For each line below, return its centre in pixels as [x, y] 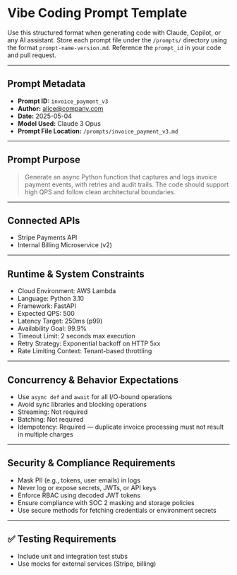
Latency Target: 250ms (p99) [60, 321]
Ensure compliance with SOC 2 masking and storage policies [106, 502]
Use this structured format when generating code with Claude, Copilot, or [114, 32]
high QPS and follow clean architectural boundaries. [100, 191]
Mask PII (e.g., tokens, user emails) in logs [79, 480]
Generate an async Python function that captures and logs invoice [121, 177]
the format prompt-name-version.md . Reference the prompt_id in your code [114, 47]
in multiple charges [45, 434]
